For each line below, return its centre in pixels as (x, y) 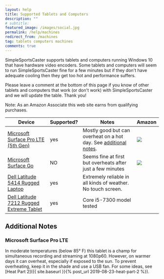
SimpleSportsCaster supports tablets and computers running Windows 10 (79, 60)
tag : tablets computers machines (39, 42)
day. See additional (105, 142)
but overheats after (105, 163)
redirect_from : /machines (31, 37)
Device (26, 122)
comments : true (20, 46)
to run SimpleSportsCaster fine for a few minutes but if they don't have (76, 70)
